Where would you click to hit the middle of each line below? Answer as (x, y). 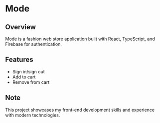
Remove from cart (31, 82)
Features (19, 60)
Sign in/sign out (28, 71)
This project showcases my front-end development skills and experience (80, 110)
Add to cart (24, 77)
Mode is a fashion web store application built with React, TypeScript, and (80, 39)
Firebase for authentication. (34, 44)
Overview (21, 27)
